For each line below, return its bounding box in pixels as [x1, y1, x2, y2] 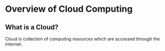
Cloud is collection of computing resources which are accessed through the [5, 36, 160, 42]
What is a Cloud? [5, 23, 58, 31]
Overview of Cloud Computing [5, 3, 133, 15]
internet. [5, 41, 22, 47]
